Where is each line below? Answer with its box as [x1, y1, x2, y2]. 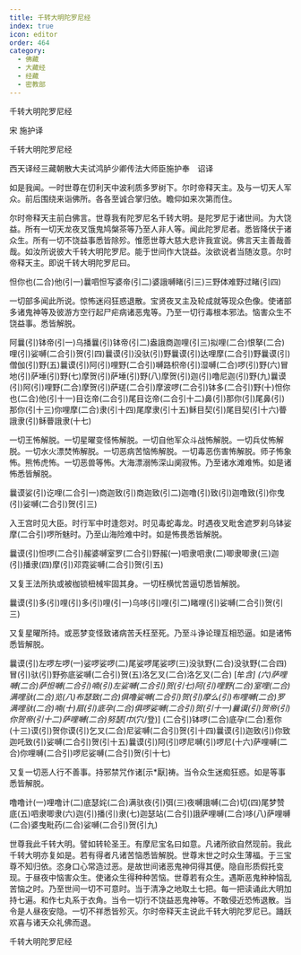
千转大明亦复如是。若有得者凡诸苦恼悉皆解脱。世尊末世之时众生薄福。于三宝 [9, 849, 292, 860]
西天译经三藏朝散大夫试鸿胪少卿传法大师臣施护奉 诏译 [9, 162, 213, 173]
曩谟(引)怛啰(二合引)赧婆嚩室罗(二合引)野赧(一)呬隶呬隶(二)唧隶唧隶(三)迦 [9, 548, 279, 558]
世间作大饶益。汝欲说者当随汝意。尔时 [150, 246, 292, 257]
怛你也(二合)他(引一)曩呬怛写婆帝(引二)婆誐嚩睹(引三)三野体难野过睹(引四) [9, 276, 282, 287]
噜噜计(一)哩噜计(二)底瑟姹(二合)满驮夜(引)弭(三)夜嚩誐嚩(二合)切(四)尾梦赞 [9, 796, 285, 808]
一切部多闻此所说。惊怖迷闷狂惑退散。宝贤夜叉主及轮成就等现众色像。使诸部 [9, 295, 292, 306]
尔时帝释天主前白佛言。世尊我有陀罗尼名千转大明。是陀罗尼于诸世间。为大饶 [9, 212, 292, 223]
